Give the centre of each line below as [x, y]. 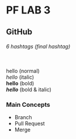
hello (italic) [20, 77]
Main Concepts [28, 105]
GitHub [19, 32]
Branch [23, 117]
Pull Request [30, 124]
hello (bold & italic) [29, 89]
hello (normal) [23, 71]
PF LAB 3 [28, 10]
